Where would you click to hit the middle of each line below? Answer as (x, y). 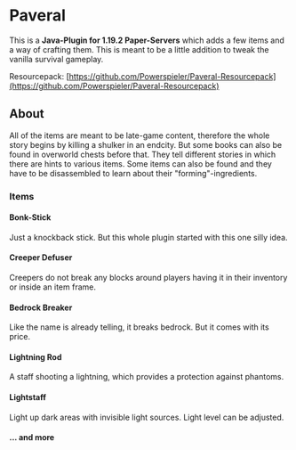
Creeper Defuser (41, 258)
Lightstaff (28, 397)
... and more (32, 438)
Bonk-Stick (30, 217)
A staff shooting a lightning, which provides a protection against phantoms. (147, 377)
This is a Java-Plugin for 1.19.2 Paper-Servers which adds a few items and (147, 40)
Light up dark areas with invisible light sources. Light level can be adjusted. (147, 417)
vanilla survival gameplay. (56, 59)
